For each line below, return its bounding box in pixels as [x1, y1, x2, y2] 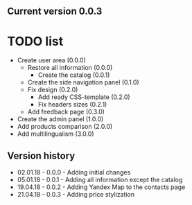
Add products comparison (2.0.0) [17, 123, 113, 131]
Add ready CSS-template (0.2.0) [37, 93, 130, 101]
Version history [7, 150, 76, 161]
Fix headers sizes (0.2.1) [37, 100, 107, 109]
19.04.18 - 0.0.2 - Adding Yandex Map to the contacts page [17, 183, 186, 191]
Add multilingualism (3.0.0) [17, 130, 95, 138]
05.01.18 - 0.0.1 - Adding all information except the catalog [17, 176, 183, 184]
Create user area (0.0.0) [17, 56, 87, 64]
